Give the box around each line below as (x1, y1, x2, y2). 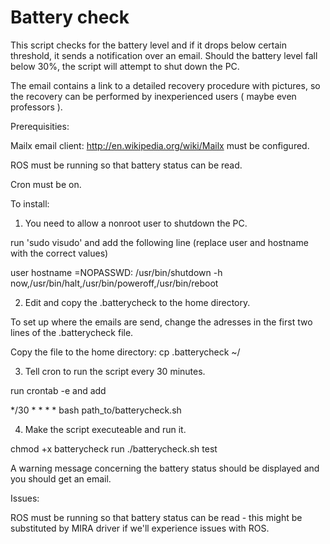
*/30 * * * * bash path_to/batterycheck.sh (10, 404, 182, 416)
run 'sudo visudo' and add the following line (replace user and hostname (10, 236, 309, 248)
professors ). (10, 101, 63, 113)
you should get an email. (10, 472, 112, 485)
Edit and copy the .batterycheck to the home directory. (24, 296, 251, 308)
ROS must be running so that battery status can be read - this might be (10, 511, 303, 523)
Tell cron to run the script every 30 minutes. (24, 365, 206, 377)
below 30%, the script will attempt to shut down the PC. (10, 60, 240, 72)
